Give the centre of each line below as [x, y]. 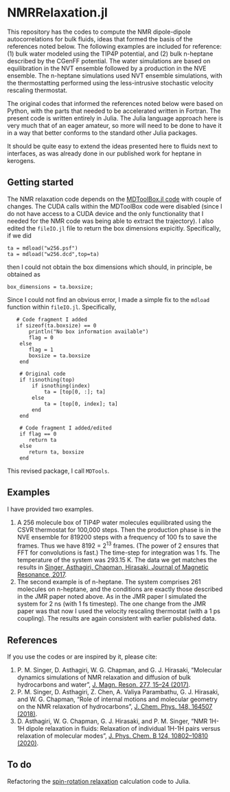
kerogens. [21, 160]
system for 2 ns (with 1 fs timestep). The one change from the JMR [111, 604]
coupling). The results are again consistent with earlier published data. [117, 619]
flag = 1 [41, 350]
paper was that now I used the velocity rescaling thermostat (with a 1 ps [119, 611]
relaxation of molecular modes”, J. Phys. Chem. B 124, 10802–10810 [112, 736]
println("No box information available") [89, 332]
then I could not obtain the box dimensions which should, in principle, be [110, 267]
